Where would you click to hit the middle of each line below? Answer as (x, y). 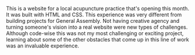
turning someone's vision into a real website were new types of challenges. (97, 27)
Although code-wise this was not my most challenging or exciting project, (95, 33)
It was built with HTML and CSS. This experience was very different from (94, 15)
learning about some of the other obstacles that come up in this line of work (97, 39)
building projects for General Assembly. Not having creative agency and (93, 21)
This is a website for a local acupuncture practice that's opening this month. (97, 8)
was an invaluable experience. (43, 46)
